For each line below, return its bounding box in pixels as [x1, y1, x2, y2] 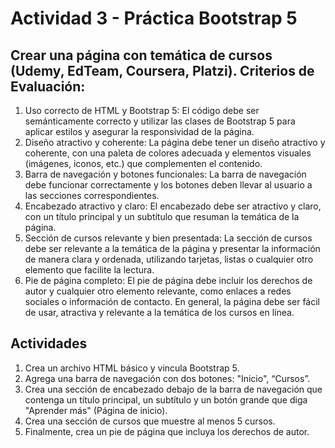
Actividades [10, 335, 88, 352]
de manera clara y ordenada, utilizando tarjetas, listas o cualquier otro [24, 253, 314, 265]
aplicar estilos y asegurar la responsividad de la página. [24, 126, 255, 137]
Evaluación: [10, 78, 86, 95]
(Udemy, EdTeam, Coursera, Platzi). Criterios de [10, 62, 315, 79]
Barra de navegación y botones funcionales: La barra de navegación [24, 168, 307, 180]
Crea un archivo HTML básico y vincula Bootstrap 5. [24, 362, 240, 374]
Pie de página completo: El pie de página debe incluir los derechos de [24, 275, 313, 286]
